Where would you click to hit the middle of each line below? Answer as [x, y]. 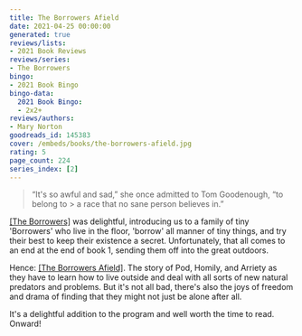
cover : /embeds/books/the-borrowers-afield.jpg [101, 144]
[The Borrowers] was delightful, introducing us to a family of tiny [129, 221]
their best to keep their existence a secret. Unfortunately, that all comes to [147, 241]
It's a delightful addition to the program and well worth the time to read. [142, 314]
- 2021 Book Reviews [48, 51]
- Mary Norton [36, 127]
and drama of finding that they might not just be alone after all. [126, 297]
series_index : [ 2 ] [44, 169]
